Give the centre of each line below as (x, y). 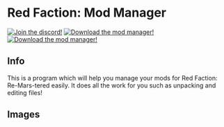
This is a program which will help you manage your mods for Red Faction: (112, 78)
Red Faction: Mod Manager (87, 13)
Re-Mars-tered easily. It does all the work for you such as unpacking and (112, 85)
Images (24, 115)
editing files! (25, 92)
